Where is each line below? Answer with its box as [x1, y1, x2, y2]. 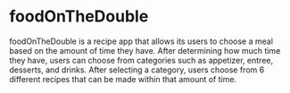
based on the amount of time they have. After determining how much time [9, 45, 281, 55]
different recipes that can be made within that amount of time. [9, 73, 237, 84]
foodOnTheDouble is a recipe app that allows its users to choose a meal [9, 36, 274, 46]
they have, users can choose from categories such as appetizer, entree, [9, 55, 274, 65]
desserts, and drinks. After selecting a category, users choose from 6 [9, 64, 265, 75]
